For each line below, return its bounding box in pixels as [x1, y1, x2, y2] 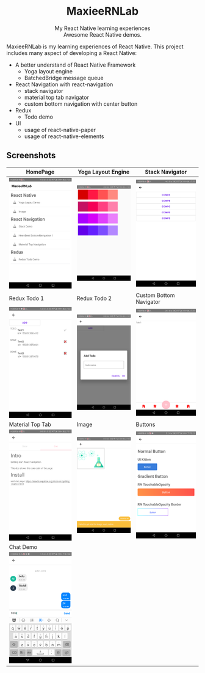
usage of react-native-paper [24, 126, 96, 133]
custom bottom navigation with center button [24, 100, 138, 108]
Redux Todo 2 [76, 295, 112, 302]
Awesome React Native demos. [63, 31, 142, 38]
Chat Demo [9, 543, 38, 551]
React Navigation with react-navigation [15, 81, 113, 88]
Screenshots [6, 150, 56, 161]
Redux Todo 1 [9, 295, 45, 302]
